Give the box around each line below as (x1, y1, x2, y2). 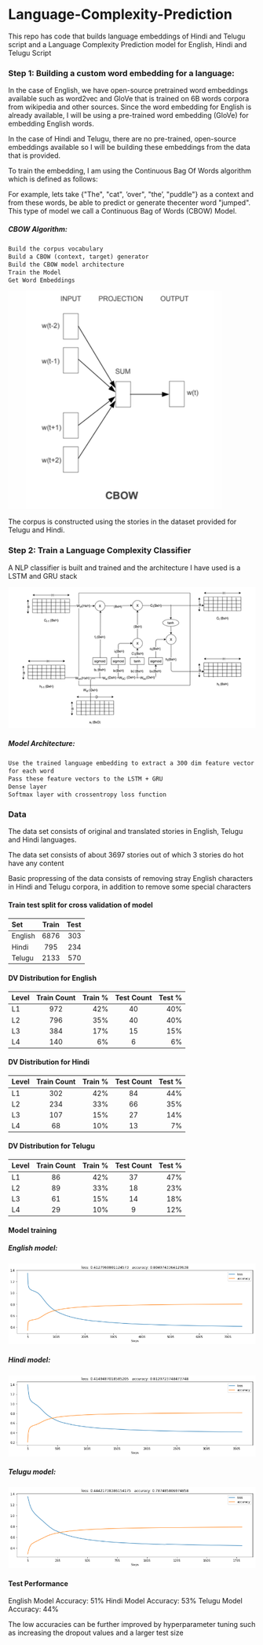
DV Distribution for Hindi (8, 1058, 90, 1067)
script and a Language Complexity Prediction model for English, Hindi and (8, 39, 247, 49)
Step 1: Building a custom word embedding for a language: (8, 68, 236, 79)
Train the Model (8, 269, 61, 276)
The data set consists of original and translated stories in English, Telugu (8, 827, 243, 836)
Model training (8, 1225, 57, 1234)
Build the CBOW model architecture (8, 261, 125, 269)
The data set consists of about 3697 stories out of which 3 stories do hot (8, 850, 244, 860)
